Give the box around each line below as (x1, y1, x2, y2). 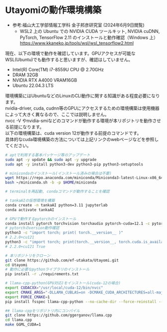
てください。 (5, 143, 31, 149)
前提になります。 (9, 124, 44, 130)
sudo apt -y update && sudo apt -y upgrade (5, 157, 97, 162)
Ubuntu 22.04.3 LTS (12, 82, 54, 88)
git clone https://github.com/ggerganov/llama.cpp (5, 313, 112, 318)
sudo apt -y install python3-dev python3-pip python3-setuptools (5, 162, 143, 167)
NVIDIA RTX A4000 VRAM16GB (12, 77, 77, 83)
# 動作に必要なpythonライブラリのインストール (5, 267, 90, 272)
